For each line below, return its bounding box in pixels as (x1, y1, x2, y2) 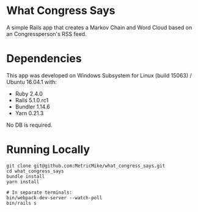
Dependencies (6, 52, 82, 66)
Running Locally (6, 143, 90, 157)
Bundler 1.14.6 (15, 103, 50, 110)
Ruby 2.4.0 (15, 90, 43, 97)
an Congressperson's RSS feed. (6, 30, 87, 37)
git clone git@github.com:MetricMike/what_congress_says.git (6, 163, 166, 169)
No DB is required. (6, 121, 53, 129)
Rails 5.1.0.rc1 (15, 96, 49, 104)
